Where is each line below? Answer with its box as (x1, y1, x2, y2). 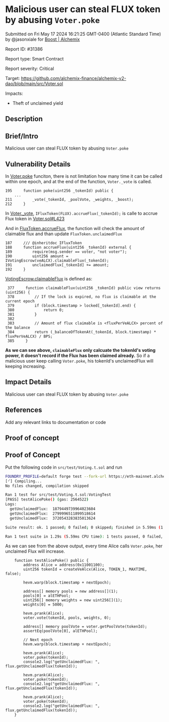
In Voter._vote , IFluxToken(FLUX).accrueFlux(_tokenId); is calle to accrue (5, 210, 158, 216)
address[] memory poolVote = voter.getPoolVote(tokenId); (23, 624, 147, 629)
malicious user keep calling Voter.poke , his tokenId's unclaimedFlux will (5, 357, 153, 364)
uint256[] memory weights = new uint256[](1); (23, 598, 123, 603)
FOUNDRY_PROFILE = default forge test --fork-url (5, 474, 107, 479)
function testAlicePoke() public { (14, 558, 89, 563)
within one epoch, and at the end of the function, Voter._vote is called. (5, 178, 152, 184)
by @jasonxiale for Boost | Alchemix (5, 36, 80, 42)
